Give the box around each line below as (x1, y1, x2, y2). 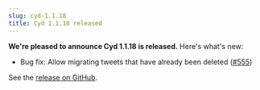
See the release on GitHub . (8, 72, 98, 82)
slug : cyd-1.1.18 (8, 11, 67, 20)
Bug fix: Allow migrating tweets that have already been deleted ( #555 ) (19, 57, 253, 67)
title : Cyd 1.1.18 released (8, 19, 103, 27)
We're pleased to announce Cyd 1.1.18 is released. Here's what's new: (8, 41, 244, 51)
